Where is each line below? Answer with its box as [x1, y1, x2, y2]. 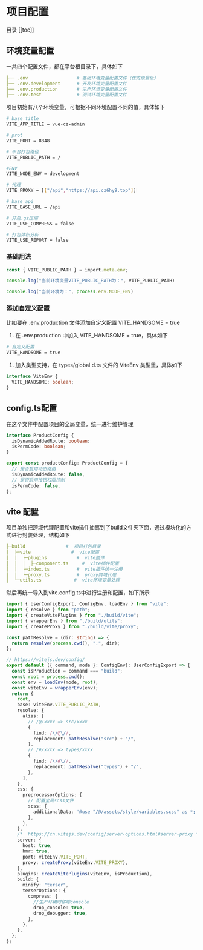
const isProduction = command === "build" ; [11, 668, 123, 674]
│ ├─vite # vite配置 [6, 549, 100, 556]
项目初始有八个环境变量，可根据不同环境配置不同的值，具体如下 [6, 104, 165, 111]
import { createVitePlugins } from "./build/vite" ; [6, 613, 139, 619]
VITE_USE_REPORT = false [6, 237, 69, 244]
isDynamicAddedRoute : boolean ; [11, 438, 91, 444]
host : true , [22, 843, 53, 849]
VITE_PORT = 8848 [6, 138, 50, 144]
